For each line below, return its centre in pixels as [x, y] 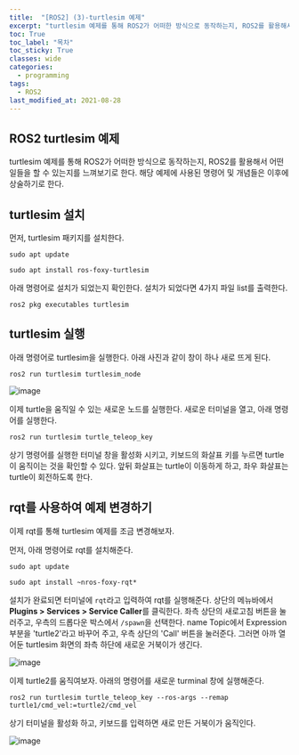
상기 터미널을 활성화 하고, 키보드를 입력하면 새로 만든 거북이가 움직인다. [133, 723]
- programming [43, 76]
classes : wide [36, 59]
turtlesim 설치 [47, 215]
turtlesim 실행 [47, 334]
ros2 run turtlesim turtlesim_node [75, 374]
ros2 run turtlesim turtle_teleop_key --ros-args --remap [119, 697]
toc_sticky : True [41, 51]
